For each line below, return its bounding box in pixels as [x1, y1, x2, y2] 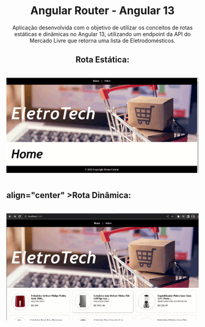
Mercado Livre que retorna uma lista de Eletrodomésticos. [29, 37, 176, 44]
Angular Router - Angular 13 [30, 4, 175, 18]
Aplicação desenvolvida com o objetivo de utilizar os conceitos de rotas [12, 24, 193, 31]
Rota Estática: [75, 54, 130, 65]
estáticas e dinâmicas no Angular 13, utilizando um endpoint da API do [14, 30, 191, 37]
